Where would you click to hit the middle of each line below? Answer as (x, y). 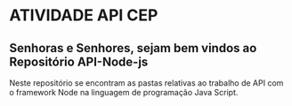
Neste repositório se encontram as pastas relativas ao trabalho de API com (146, 83)
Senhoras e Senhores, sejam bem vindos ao (133, 48)
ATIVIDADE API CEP (84, 15)
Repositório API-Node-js (79, 61)
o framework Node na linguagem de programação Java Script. (124, 92)
